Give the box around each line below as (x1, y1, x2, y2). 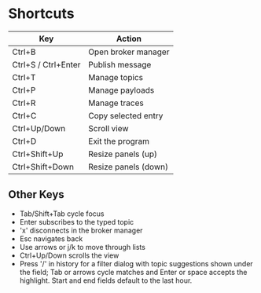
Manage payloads (88, 84, 155, 95)
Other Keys (8, 188, 64, 201)
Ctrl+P (12, 84, 36, 95)
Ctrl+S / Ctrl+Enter (12, 59, 81, 70)
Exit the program (88, 135, 150, 146)
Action (116, 33, 142, 44)
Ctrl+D (12, 135, 37, 146)
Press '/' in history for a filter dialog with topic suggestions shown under (19, 258, 253, 268)
